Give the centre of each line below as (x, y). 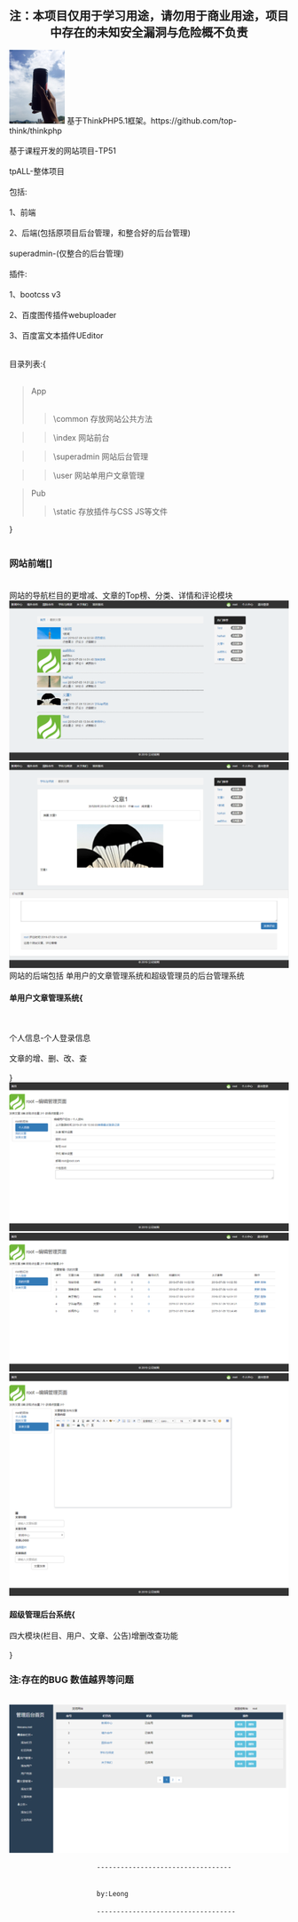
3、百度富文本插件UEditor (56, 336)
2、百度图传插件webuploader (63, 315)
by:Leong (112, 1894)
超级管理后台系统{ (42, 1614)
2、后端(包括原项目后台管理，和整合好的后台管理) (100, 233)
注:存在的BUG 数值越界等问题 (72, 1680)
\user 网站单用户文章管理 (98, 476)
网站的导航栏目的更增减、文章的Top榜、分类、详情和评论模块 (121, 596)
